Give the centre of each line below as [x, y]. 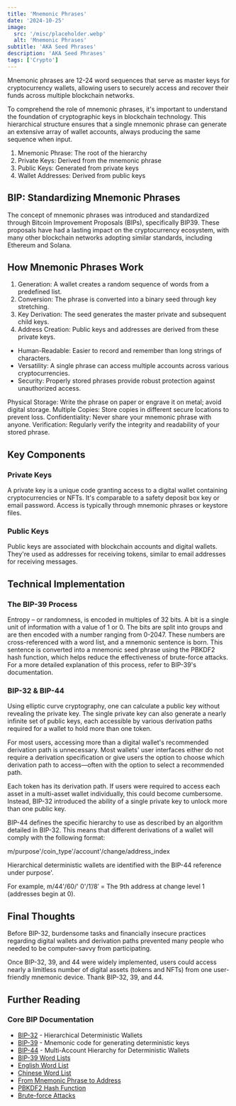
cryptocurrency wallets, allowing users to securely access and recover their [118, 88]
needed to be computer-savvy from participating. [79, 949]
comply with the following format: [56, 838]
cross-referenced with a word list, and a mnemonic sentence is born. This [115, 642]
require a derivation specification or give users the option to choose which [116, 758]
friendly [19, 977]
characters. [34, 358]
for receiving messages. [43, 562]
